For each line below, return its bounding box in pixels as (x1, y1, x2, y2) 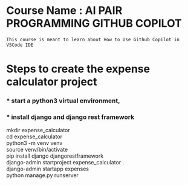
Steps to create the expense (6, 62, 150, 76)
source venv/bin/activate (6, 146, 68, 153)
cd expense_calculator (6, 133, 62, 140)
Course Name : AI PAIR (6, 4, 123, 18)
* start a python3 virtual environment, (6, 96, 120, 105)
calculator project (6, 75, 98, 89)
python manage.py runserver (6, 172, 79, 179)
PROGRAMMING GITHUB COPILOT (6, 16, 183, 30)
